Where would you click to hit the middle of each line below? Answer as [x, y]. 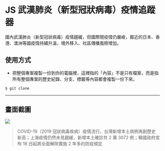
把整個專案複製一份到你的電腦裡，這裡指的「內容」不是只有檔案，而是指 [85, 73]
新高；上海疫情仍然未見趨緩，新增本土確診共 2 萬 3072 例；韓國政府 [86, 138]
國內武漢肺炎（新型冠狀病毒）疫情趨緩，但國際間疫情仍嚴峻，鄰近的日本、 [80, 37]
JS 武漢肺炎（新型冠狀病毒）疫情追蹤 [80, 10]
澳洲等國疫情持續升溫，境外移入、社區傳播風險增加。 [67, 43]
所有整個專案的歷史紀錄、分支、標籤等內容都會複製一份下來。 [75, 79]
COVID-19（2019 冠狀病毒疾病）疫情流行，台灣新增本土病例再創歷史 [86, 131]
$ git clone [17, 88]
